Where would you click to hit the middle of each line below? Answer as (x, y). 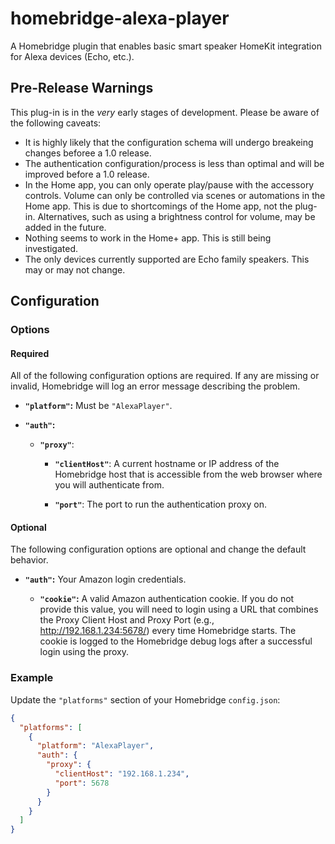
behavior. (29, 560)
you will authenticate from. (109, 485)
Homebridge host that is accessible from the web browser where (188, 474)
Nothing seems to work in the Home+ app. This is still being (148, 238)
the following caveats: (56, 123)
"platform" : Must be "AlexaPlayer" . (98, 406)
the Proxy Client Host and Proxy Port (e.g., (127, 620)
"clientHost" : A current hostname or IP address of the (167, 464)
